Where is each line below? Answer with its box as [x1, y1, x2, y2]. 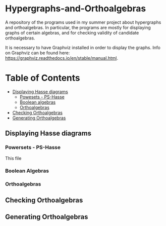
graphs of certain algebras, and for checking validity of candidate [5, 30, 139, 36]
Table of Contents [5, 73, 80, 84]
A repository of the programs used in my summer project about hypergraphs [5, 19, 162, 25]
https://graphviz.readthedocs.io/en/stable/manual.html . [5, 55, 118, 61]
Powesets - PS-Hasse [19, 94, 65, 100]
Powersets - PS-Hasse [5, 144, 61, 151]
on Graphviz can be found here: [5, 50, 70, 56]
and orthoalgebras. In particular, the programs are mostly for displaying [5, 24, 151, 30]
